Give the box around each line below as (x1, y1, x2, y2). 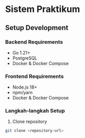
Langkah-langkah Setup (5, 107, 65, 114)
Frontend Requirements (5, 72, 64, 79)
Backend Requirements (5, 38, 63, 45)
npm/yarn (12, 89, 33, 95)
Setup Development (5, 23, 68, 32)
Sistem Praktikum (5, 3, 80, 15)
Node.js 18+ (12, 84, 37, 90)
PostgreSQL (12, 55, 37, 61)
